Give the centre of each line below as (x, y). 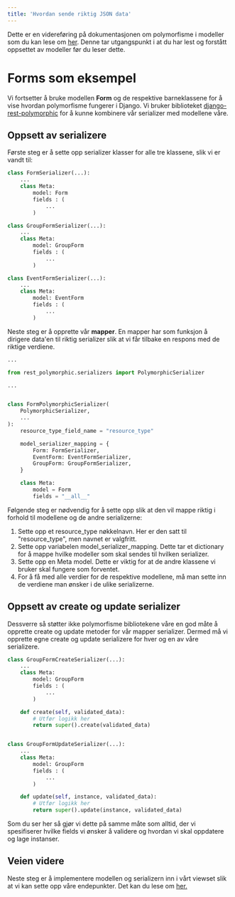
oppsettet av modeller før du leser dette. (66, 49)
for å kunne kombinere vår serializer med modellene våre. (144, 113)
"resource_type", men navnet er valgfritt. (77, 539)
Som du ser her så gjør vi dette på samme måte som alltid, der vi (102, 824)
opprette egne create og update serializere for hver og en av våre (103, 639)
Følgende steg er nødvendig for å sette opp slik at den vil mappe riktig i (111, 510)
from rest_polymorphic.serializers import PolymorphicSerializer (106, 372)
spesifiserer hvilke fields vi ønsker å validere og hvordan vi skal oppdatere (116, 832)
